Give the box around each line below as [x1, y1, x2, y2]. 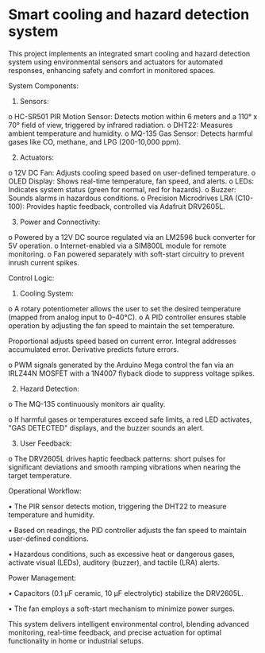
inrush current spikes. [8, 257, 79, 267]
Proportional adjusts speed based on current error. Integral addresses [8, 336, 236, 346]
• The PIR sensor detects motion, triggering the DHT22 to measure [8, 501, 227, 511]
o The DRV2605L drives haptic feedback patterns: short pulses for [8, 454, 226, 463]
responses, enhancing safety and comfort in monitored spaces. [8, 65, 216, 75]
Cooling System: [19, 288, 74, 298]
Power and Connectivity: [19, 217, 101, 226]
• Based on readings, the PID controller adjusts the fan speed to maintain [8, 525, 248, 535]
